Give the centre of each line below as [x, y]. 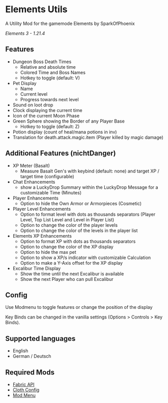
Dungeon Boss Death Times [42, 62]
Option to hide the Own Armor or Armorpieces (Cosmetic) [81, 203]
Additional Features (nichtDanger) [61, 153]
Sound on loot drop [33, 105]
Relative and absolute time [48, 67]
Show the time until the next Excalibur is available [72, 274]
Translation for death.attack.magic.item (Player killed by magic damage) [88, 137]
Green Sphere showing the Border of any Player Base [68, 121]
